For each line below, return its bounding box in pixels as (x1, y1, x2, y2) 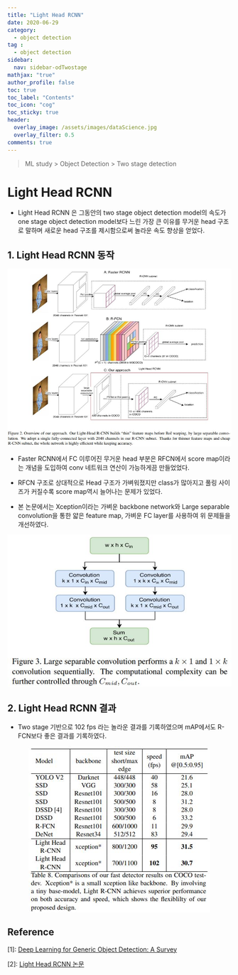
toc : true (7, 86, 37, 94)
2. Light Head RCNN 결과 (7, 702, 117, 714)
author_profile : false (7, 79, 75, 86)
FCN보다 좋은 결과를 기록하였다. (17, 731, 107, 740)
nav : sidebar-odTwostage (13, 64, 87, 71)
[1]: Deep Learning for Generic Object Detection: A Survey (7, 945, 178, 954)
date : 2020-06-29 (7, 18, 59, 26)
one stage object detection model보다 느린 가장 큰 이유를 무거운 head (17, 217, 216, 226)
